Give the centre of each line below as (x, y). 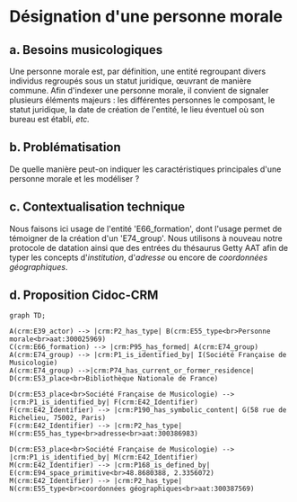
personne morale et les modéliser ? (74, 178)
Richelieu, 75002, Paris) (57, 418)
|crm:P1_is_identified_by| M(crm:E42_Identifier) (104, 457)
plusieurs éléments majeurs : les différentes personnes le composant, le (142, 100)
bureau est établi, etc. (49, 119)
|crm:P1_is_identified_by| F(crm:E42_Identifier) (104, 402)
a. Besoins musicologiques (86, 50)
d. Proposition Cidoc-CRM (84, 296)
